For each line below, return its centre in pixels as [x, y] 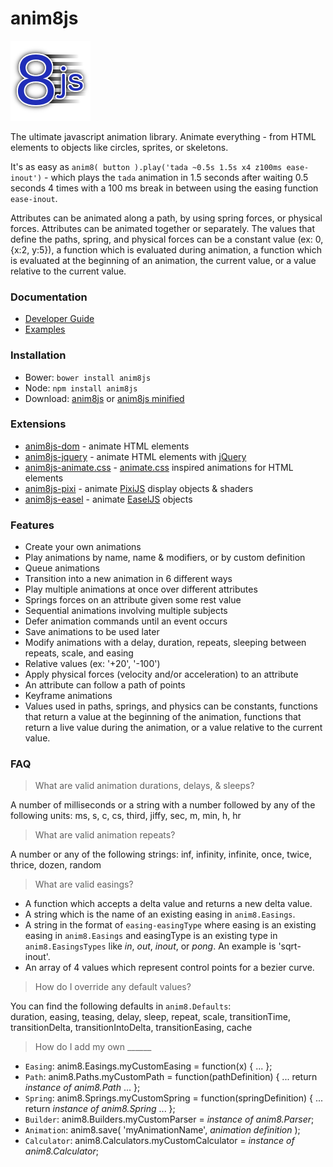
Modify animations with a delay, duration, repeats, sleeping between [165, 643]
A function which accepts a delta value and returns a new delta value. [168, 904]
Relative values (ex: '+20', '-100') [92, 664]
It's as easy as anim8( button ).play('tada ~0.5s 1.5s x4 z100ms [146, 166]
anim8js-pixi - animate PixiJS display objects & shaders [139, 488]
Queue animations [62, 568]
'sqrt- [290, 946]
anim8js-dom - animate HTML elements [107, 446]
